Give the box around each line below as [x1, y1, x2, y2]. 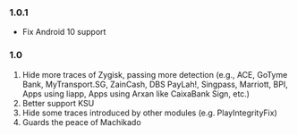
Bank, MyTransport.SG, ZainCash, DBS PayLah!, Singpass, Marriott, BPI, [21, 79, 288, 89]
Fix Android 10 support [21, 27, 106, 38]
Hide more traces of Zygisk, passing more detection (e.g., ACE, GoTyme [21, 69, 288, 80]
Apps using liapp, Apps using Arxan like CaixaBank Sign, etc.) [21, 88, 250, 99]
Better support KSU [21, 97, 95, 108]
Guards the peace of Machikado [21, 116, 141, 127]
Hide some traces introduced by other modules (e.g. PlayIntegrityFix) [21, 107, 277, 118]
